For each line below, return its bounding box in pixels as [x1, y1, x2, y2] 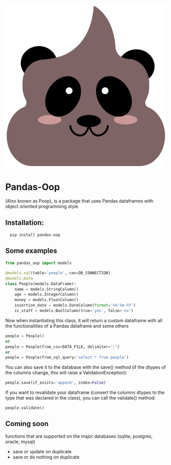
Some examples [5, 246, 58, 255]
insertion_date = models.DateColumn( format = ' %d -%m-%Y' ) [14, 303, 136, 308]
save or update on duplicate [12, 448, 72, 454]
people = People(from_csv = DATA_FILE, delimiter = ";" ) [5, 344, 120, 349]
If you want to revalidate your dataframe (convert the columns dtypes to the [5, 389, 165, 395]
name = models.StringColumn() [14, 286, 79, 292]
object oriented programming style [5, 204, 78, 210]
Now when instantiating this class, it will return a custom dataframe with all [5, 317, 162, 323]
